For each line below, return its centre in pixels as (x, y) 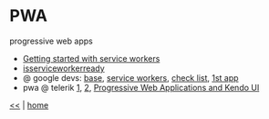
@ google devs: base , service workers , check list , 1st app (130, 77)
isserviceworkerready (63, 68)
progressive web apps (51, 41)
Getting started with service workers (91, 58)
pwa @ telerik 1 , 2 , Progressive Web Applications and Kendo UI (141, 87)
